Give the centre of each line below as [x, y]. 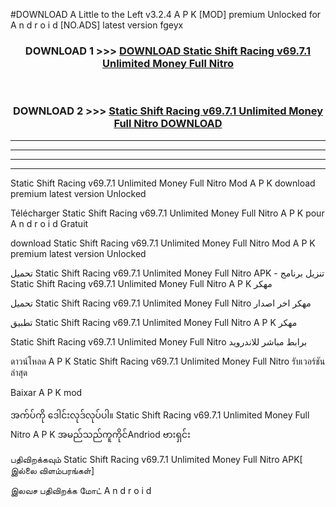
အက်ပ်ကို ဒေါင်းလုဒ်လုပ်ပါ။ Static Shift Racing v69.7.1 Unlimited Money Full [160, 415]
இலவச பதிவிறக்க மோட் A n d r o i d [81, 490]
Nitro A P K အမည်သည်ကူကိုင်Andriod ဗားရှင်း [100, 434]
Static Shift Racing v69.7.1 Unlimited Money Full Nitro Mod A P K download [163, 183]
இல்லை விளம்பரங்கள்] [52, 470]
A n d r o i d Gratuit [49, 223]
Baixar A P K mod [46, 392]
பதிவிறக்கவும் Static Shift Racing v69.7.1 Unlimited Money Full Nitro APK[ [156, 459]
